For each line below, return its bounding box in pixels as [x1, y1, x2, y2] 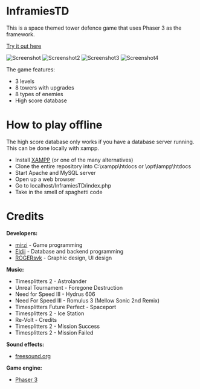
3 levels [15, 77, 35, 85]
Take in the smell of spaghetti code [15, 188, 103, 195]
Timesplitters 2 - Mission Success [15, 322, 100, 330]
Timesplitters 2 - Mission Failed [15, 329, 94, 336]
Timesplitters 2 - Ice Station [15, 310, 85, 317]
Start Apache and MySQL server [15, 169, 96, 176]
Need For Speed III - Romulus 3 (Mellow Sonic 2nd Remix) [15, 296, 160, 304]
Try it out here [6, 42, 42, 50]
